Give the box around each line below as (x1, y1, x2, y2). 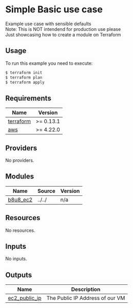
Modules (5, 172, 34, 181)
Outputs (5, 270, 32, 279)
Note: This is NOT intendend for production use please (5, 26, 121, 32)
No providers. (5, 157, 34, 163)
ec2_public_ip (8, 295, 42, 302)
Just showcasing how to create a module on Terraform (5, 31, 122, 38)
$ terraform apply (5, 80, 45, 85)
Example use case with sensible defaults (5, 21, 91, 27)
